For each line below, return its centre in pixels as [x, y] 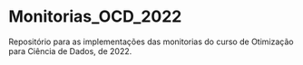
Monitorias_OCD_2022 [95, 17]
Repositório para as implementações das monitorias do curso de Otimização [151, 42]
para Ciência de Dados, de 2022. [70, 51]
